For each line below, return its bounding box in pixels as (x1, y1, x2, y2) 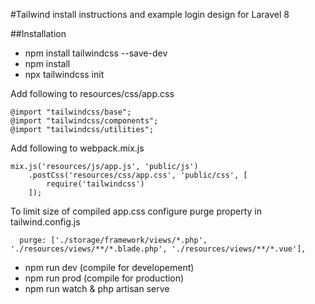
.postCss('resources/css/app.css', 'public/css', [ (28, 170, 248, 180)
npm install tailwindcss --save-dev (24, 47, 168, 59)
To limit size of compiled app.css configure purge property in (10, 205, 262, 217)
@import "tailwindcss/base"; (10, 107, 132, 117)
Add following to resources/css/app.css (10, 88, 175, 99)
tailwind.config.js (10, 216, 81, 228)
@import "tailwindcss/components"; (10, 116, 159, 126)
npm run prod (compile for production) (24, 272, 185, 284)
